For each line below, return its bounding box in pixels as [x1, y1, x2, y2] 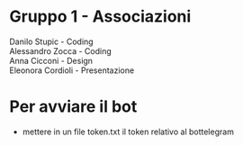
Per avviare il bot [9, 96, 138, 117]
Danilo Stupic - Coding [9, 36, 94, 47]
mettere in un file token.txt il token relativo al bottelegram [22, 126, 234, 137]
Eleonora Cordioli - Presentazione [9, 65, 135, 76]
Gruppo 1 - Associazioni [9, 6, 192, 27]
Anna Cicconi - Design [9, 55, 93, 66]
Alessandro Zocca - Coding [9, 45, 112, 56]
